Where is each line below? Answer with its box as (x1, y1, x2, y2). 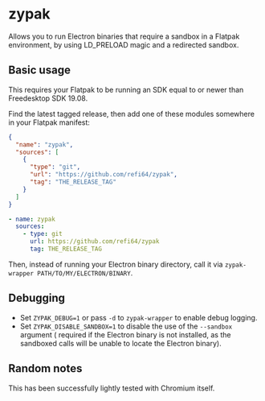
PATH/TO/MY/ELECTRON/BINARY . (37, 267, 133, 278)
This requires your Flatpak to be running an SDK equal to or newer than (8, 85, 244, 94)
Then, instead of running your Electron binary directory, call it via (8, 259, 223, 269)
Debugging (8, 291, 66, 305)
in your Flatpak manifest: (8, 118, 91, 127)
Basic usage (8, 64, 71, 77)
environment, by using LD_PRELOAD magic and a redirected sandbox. (8, 39, 239, 49)
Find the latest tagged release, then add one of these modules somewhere (8, 109, 255, 118)
